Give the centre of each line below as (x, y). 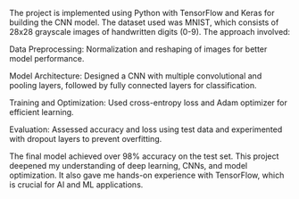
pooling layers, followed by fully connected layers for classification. (133, 85)
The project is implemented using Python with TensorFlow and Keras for (142, 13)
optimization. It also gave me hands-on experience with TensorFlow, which (147, 175)
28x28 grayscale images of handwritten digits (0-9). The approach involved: (150, 32)
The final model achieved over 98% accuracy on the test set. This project (144, 156)
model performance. (47, 58)
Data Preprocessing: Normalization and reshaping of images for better (138, 49)
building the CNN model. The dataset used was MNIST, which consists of (144, 22)
